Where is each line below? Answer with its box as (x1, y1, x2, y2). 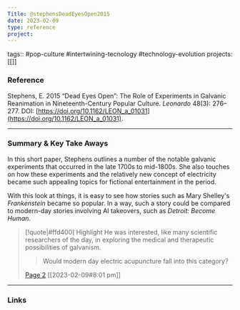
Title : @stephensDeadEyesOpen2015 (7, 10, 111, 18)
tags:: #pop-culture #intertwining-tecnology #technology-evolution (7, 50, 206, 58)
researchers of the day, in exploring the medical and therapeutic (24, 235, 214, 244)
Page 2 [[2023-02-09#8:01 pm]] (24, 270, 121, 279)
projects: (206, 50, 233, 58)
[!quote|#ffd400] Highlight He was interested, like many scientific (24, 227, 218, 236)
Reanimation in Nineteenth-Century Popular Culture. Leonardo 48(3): (7, 99, 211, 108)
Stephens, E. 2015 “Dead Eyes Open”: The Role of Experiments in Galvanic (7, 91, 226, 100)
